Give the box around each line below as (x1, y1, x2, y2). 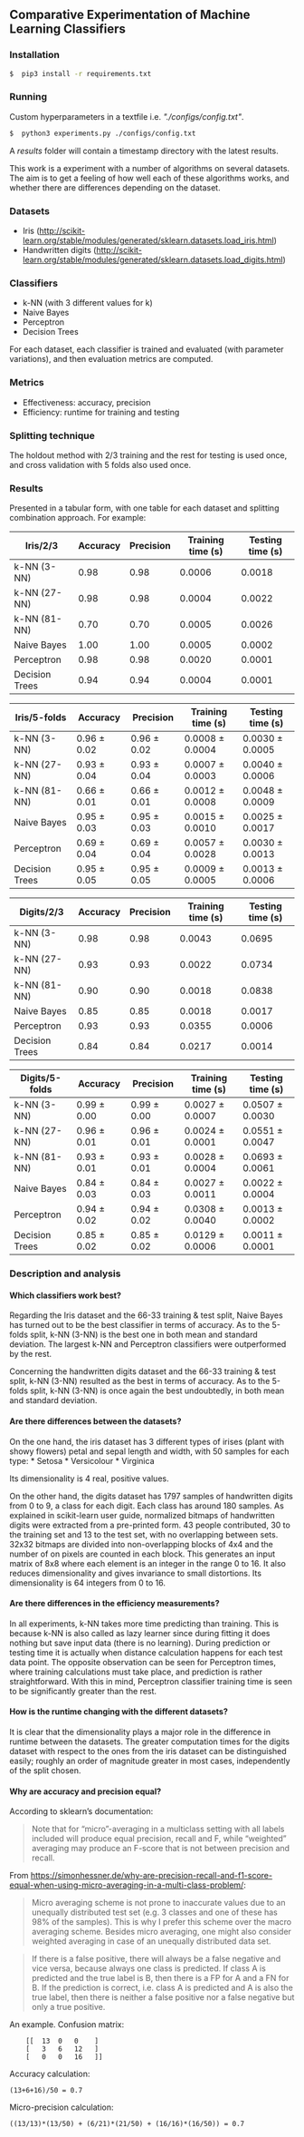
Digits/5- (20, 1072, 62, 1085)
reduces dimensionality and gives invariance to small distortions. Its (9, 1567, 262, 1578)
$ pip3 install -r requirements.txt (9, 69, 152, 78)
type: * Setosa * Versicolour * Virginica (9, 1455, 155, 1466)
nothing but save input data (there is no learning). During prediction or (9, 1637, 271, 1648)
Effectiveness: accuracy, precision (22, 396, 151, 407)
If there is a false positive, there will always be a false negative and (31, 1954, 281, 1965)
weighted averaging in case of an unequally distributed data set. (31, 1936, 271, 1947)
